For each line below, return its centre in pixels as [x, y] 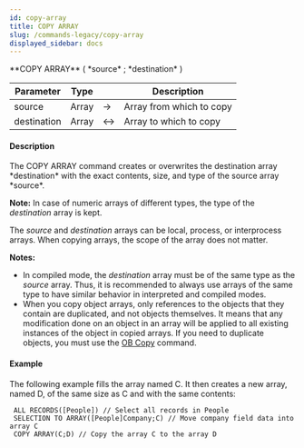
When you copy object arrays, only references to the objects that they [153, 304]
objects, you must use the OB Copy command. [109, 343]
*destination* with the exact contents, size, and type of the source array [144, 176]
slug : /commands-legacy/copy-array [77, 35]
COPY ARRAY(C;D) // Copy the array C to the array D [115, 434]
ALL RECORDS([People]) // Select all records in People [121, 410]
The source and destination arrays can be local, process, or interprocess [146, 230]
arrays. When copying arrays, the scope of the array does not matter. [139, 240]
